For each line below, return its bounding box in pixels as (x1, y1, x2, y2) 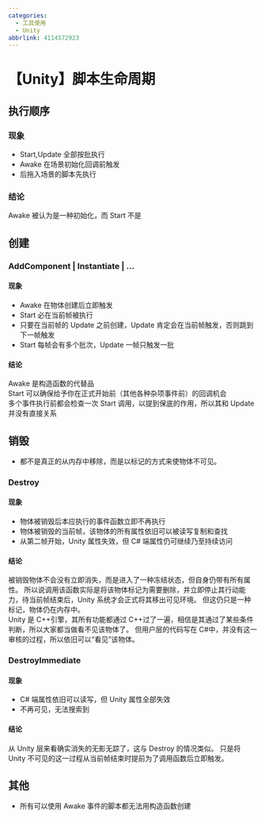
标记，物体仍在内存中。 (8, 605, 85, 615)
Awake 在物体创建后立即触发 (19, 300, 113, 309)
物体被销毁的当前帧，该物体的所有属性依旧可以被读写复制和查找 (19, 527, 228, 536)
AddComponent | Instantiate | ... (8, 260, 135, 271)
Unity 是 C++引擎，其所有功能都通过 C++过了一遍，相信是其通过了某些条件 (8, 615, 255, 624)
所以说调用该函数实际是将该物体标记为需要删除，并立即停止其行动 (23, 585, 239, 595)
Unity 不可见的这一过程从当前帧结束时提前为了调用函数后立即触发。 (8, 753, 229, 762)
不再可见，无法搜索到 (19, 705, 89, 714)
